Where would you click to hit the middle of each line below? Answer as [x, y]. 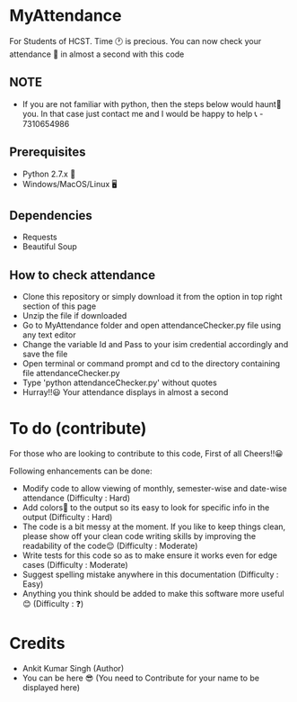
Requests [39, 237]
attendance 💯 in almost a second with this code [97, 54]
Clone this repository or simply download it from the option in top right [152, 297]
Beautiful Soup [50, 247]
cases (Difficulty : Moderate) [75, 565]
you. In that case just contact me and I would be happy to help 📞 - [143, 113]
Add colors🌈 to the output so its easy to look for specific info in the [146, 508]
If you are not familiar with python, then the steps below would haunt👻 [152, 103]
